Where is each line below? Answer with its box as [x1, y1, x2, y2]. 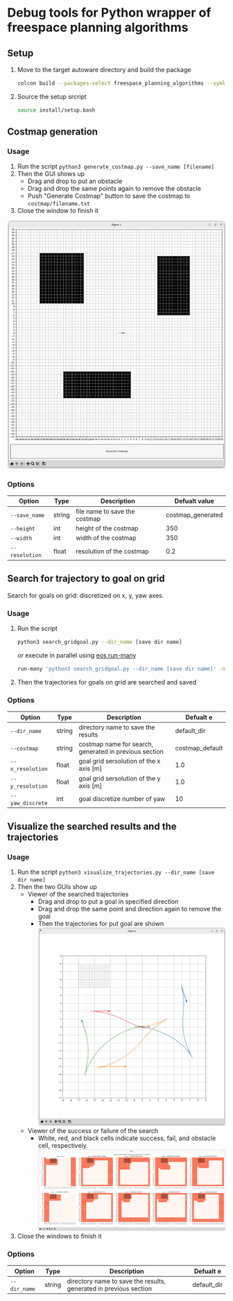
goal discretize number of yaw [78, 795, 166, 803]
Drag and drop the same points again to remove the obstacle [27, 184, 201, 193]
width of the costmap [76, 534, 137, 542]
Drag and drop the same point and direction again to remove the [37, 904, 222, 913]
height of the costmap [76, 524, 139, 532]
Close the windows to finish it [17, 1232, 102, 1240]
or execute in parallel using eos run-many [17, 650, 137, 660]
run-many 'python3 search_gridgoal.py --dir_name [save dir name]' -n [17, 665, 226, 672]
